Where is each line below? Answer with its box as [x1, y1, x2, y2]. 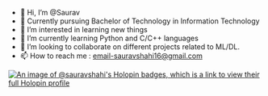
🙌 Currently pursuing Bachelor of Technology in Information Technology [19, 16, 260, 26]
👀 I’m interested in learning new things [19, 25, 148, 34]
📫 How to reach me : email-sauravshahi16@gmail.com [19, 51, 203, 61]
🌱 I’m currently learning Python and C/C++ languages [19, 33, 199, 43]
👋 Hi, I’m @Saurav [19, 8, 81, 17]
